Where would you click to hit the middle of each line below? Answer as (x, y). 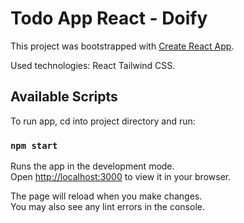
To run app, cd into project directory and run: (103, 121)
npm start (34, 145)
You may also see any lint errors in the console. (107, 207)
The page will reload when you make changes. (106, 196)
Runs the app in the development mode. (92, 166)
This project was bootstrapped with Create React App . (122, 46)
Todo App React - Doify (109, 18)
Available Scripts (64, 97)
